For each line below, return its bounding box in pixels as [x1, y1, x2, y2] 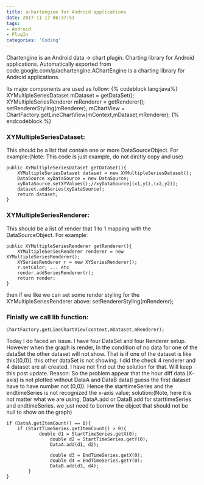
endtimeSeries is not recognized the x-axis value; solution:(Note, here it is [6, 389, 192, 396]
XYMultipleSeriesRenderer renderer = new [17, 248, 124, 255]
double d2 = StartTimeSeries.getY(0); [49, 436, 149, 442]
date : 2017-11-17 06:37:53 [6, 15, 75, 21]
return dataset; [17, 191, 59, 198]
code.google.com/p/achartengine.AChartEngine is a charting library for [6, 67, 185, 74]
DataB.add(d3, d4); [49, 462, 99, 469]
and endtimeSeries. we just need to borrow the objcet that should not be [6, 402, 188, 409]
